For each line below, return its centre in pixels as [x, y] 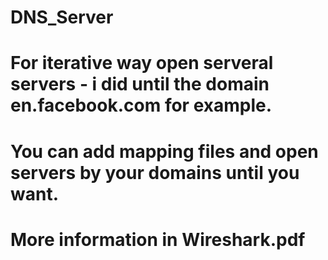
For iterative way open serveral [142, 63]
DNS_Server [62, 17]
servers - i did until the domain [140, 84]
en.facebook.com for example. [141, 105]
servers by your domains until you [155, 172]
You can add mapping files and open [164, 151]
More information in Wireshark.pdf [158, 239]
